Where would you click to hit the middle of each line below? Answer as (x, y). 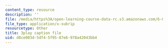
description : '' (22, 14)
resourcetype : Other (27, 28)
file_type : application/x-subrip (40, 24)
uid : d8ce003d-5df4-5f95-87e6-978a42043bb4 (51, 38)
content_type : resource (30, 10)
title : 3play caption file (33, 33)
